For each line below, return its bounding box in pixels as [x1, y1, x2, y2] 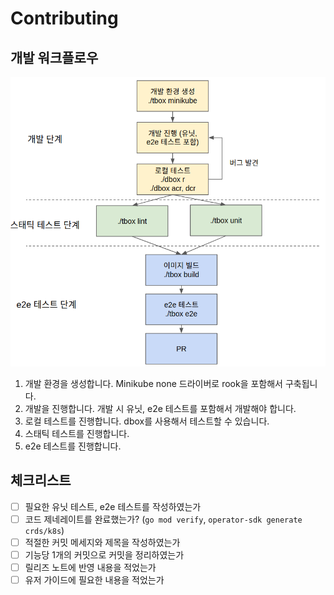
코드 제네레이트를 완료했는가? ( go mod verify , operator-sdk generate [24, 513, 303, 525]
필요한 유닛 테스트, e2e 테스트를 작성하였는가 [24, 500, 202, 512]
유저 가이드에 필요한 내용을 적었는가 [24, 573, 165, 586]
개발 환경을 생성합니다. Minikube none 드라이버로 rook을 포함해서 [24, 377, 283, 389]
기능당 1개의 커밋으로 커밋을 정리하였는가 [24, 548, 185, 561]
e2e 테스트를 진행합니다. [24, 440, 122, 452]
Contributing [10, 7, 119, 30]
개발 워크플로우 [10, 49, 99, 66]
